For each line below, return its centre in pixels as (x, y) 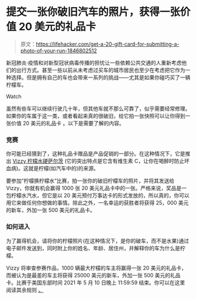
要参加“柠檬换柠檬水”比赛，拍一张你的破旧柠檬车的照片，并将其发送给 (90, 181)
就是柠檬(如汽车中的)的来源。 (64, 168)
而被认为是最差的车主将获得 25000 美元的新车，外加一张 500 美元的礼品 (94, 275)
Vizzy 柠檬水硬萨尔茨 (38, 161)
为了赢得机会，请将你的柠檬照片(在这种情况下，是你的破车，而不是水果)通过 (98, 240)
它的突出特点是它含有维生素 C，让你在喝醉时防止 (125, 161)
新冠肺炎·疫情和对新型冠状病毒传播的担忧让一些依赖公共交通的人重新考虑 (94, 63)
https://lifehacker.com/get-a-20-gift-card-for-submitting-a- (108, 44)
